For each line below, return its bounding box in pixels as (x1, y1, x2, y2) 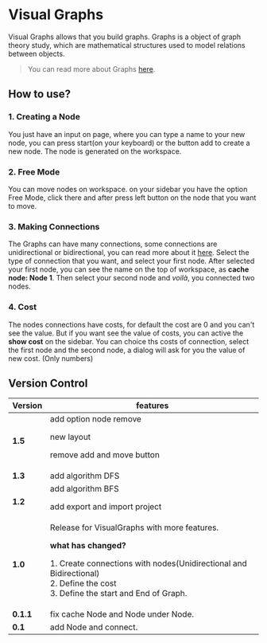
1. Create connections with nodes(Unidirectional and (50, 558, 248, 569)
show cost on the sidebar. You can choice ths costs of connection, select (8, 336, 249, 346)
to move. (8, 201, 37, 210)
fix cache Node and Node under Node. (50, 609, 195, 620)
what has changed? (50, 540, 126, 551)
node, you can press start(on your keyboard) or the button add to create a (8, 138, 250, 147)
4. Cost (8, 301, 37, 312)
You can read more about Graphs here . (27, 64, 156, 73)
